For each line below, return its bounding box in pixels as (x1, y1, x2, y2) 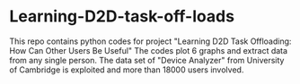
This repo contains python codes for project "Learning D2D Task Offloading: (9, 36, 292, 46)
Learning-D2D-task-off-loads (9, 6, 235, 27)
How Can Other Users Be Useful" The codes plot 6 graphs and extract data (9, 45, 288, 55)
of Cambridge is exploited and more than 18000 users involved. (9, 64, 244, 75)
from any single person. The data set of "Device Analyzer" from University (9, 55, 285, 65)
